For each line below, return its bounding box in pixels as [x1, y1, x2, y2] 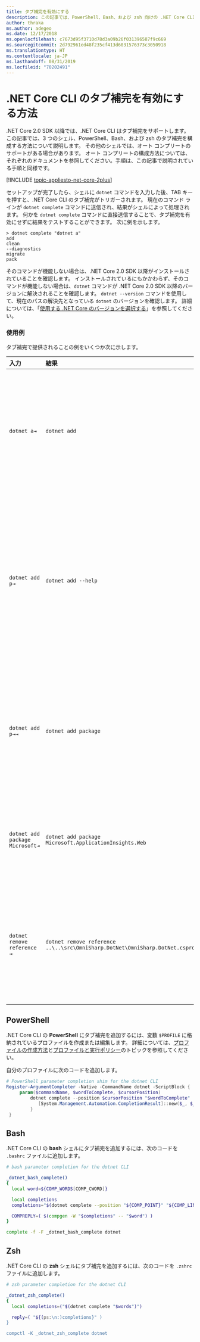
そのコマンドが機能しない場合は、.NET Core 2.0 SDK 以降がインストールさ [6, 267, 190, 275]
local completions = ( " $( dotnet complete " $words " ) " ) [11, 1303, 143, 1309]
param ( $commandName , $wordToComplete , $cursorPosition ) [19, 1089, 161, 1096]
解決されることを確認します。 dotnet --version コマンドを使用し [26, 290, 187, 297]
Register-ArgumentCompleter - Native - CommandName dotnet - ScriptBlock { [6, 1084, 190, 1090]
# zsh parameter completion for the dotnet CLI [6, 1282, 127, 1288]
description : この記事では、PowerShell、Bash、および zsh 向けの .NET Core [6, 14, 185, 20]
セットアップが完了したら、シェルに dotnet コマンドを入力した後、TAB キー [6, 189, 193, 196]
